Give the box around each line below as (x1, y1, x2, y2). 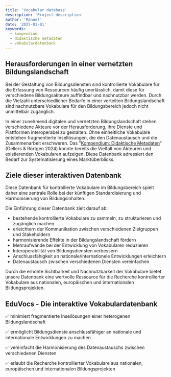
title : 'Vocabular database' (5, 7, 67, 13)
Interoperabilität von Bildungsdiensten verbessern (12, 248, 118, 254)
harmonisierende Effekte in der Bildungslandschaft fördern (12, 237, 136, 243)
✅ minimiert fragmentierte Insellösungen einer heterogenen (5, 313, 131, 319)
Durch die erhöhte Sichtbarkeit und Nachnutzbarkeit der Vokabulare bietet (5, 269, 162, 275)
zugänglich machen (12, 221, 55, 227)
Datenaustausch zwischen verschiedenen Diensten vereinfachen (12, 258, 150, 265)
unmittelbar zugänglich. (5, 108, 55, 114)
